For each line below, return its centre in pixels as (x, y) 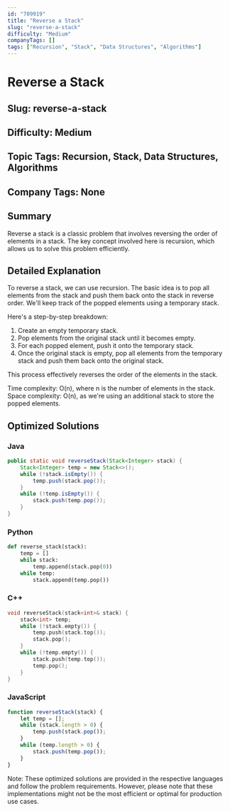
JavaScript (27, 697)
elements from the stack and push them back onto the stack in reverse (111, 295)
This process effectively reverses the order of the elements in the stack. (113, 375)
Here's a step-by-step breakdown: (58, 317)
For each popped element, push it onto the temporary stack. (105, 346)
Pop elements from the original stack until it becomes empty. (106, 338)
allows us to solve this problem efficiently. (69, 248)
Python (20, 532)
